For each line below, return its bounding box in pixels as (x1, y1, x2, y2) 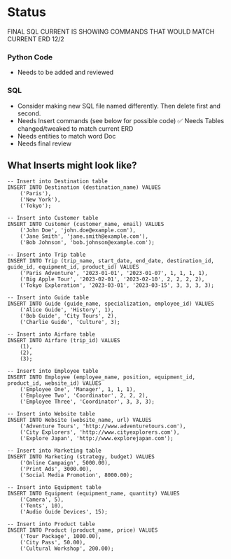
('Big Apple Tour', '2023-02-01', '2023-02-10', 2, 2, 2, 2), (20, 276, 205, 283)
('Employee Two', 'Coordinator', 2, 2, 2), (20, 392, 149, 399)
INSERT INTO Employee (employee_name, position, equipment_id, (7, 374, 196, 381)
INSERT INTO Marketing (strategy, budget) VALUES (7, 453, 155, 460)
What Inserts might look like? (7, 159, 138, 171)
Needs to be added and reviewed (17, 68, 114, 77)
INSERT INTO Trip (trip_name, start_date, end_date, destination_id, (7, 257, 215, 264)
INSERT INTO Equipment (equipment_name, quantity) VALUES (7, 490, 180, 497)
